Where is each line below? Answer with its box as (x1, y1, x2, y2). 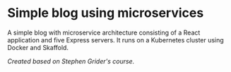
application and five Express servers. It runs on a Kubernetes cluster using (7, 35, 224, 44)
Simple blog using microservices (7, 5, 204, 21)
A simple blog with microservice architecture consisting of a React (7, 28, 201, 37)
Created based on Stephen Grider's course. (7, 56, 135, 65)
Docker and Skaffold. (7, 43, 69, 52)
